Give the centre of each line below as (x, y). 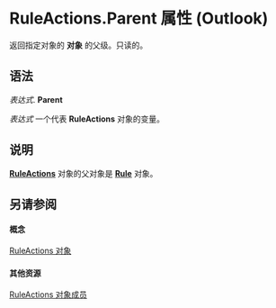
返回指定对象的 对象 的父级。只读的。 (79, 45)
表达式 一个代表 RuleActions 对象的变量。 (87, 119)
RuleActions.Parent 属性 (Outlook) (139, 18)
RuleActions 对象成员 (48, 294)
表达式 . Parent (36, 99)
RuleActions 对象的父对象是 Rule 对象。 (84, 173)
